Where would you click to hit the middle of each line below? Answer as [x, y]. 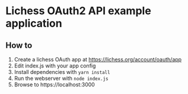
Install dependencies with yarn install [62, 72]
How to [19, 45]
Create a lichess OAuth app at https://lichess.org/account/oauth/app [98, 59]
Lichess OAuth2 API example [79, 11]
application [34, 23]
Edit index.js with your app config [55, 66]
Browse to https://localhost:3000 [55, 85]
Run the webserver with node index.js [61, 78]
